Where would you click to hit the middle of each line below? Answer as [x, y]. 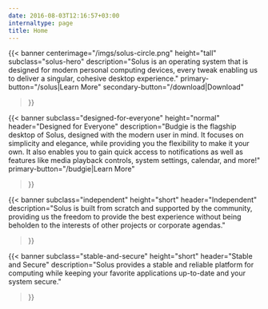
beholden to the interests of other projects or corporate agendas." [117, 225]
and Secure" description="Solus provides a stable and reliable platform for [131, 265]
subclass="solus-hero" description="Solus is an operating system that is [128, 61]
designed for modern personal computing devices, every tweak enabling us [133, 70]
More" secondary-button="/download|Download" [162, 87]
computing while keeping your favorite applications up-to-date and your [127, 273]
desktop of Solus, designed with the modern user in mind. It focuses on [126, 135]
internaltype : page [41, 23]
